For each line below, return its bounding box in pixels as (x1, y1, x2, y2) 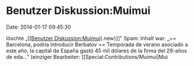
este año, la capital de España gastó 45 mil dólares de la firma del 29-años (6, 47, 187, 54)
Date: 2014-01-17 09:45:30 (6, 23, 72, 30)
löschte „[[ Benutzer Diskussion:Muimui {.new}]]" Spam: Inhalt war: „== (6, 34, 176, 41)
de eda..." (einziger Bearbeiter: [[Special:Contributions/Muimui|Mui (6, 53, 168, 60)
